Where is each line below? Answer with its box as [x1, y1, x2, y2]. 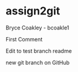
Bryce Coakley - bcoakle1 [5, 24, 70, 31]
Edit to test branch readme [5, 47, 72, 55]
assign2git [5, 4, 60, 18]
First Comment [5, 35, 43, 43]
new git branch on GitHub [5, 59, 70, 66]
